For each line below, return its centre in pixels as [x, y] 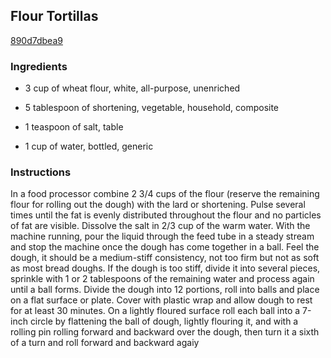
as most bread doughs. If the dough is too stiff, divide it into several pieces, [165, 268]
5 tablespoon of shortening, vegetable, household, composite [152, 108]
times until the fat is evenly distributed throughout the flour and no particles [166, 215]
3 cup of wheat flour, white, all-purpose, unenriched [132, 88]
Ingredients [39, 66]
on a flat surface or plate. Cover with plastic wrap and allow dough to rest [161, 300]
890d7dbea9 [36, 40]
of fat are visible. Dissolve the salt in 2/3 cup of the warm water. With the [160, 226]
